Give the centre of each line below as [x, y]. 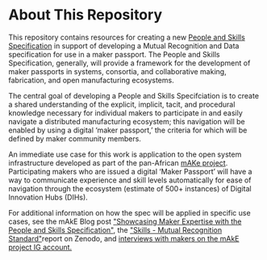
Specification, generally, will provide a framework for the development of [129, 63]
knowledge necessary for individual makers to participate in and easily [126, 113]
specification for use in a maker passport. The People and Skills [114, 54]
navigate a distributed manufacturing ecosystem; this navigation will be [127, 121]
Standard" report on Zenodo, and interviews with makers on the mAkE [124, 238]
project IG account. [40, 247]
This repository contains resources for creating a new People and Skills [127, 37]
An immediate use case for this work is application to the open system [125, 154]
